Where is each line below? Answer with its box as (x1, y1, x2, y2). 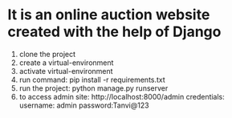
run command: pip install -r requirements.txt (18, 75, 165, 84)
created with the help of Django (7, 22, 222, 41)
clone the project (18, 49, 76, 59)
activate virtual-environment (18, 66, 113, 75)
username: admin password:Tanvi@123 (18, 100, 149, 110)
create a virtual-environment (18, 58, 114, 67)
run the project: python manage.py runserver (18, 83, 169, 93)
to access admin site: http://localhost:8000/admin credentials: (18, 92, 226, 101)
